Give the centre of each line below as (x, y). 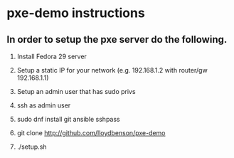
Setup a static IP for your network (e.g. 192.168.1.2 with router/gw (112, 70)
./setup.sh (32, 147)
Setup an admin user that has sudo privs (76, 91)
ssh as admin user (44, 105)
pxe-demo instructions (76, 13)
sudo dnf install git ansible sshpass (68, 119)
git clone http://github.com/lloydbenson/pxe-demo (91, 133)
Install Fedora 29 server (52, 56)
